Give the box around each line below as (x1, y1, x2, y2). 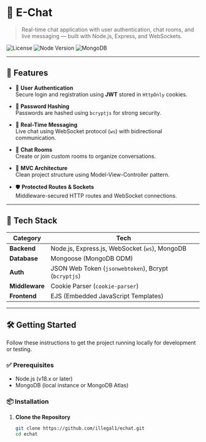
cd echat (15, 431, 38, 437)
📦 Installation (6, 397, 49, 406)
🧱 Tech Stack (6, 215, 58, 226)
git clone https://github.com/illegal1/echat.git (15, 425, 145, 432)
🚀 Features (6, 68, 48, 79)
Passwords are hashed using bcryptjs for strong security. (15, 109, 161, 116)
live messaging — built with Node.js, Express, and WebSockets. (21, 32, 183, 39)
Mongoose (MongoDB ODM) (50, 254, 134, 263)
